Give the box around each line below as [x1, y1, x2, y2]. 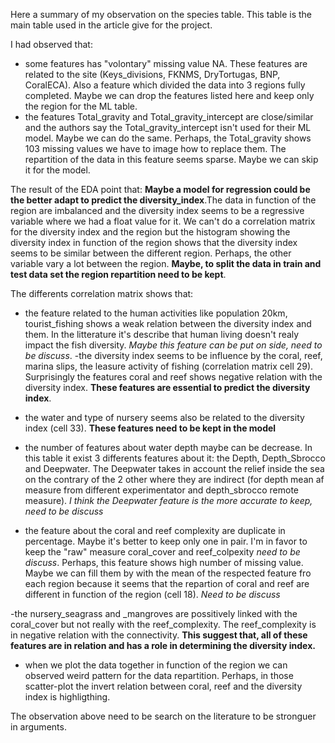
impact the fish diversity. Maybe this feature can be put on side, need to [24, 339, 323, 351]
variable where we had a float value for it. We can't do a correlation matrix [10, 215, 316, 227]
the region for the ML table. [24, 100, 138, 112]
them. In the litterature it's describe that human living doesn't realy [24, 329, 300, 340]
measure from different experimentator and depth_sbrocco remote [24, 484, 300, 496]
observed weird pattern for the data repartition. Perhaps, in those [24, 670, 294, 681]
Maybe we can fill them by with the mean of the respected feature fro [24, 567, 312, 579]
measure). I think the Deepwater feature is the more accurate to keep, [24, 495, 313, 506]
